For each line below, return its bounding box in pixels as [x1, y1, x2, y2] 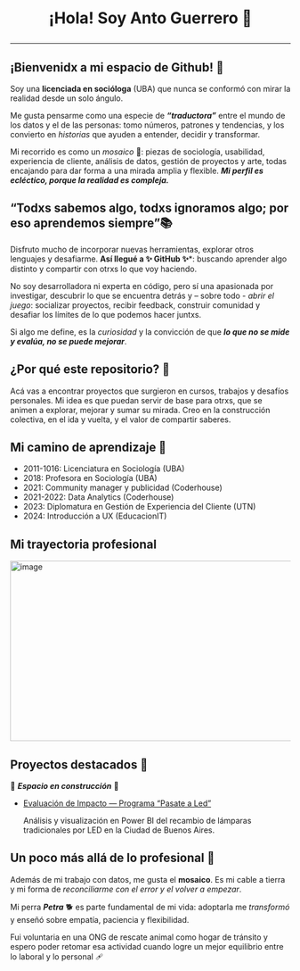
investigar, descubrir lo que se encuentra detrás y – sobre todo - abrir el [10, 290, 275, 301]
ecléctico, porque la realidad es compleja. [10, 175, 169, 186]
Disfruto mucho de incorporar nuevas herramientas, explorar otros [10, 244, 255, 254]
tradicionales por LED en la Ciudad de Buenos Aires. [22, 825, 215, 835]
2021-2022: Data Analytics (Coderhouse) [22, 492, 174, 502]
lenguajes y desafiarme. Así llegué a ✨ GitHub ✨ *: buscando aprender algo [10, 253, 288, 264]
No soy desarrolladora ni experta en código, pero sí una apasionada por [10, 280, 274, 291]
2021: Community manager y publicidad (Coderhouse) [22, 482, 223, 494]
